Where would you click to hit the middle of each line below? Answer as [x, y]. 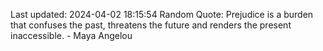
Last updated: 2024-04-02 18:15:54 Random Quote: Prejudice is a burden [162, 14]
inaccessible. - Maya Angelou [71, 35]
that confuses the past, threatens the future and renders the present [151, 25]
